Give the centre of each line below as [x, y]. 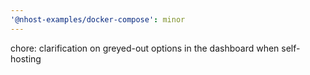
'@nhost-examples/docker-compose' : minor [98, 19]
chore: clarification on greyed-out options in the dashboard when [145, 48]
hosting [26, 58]
